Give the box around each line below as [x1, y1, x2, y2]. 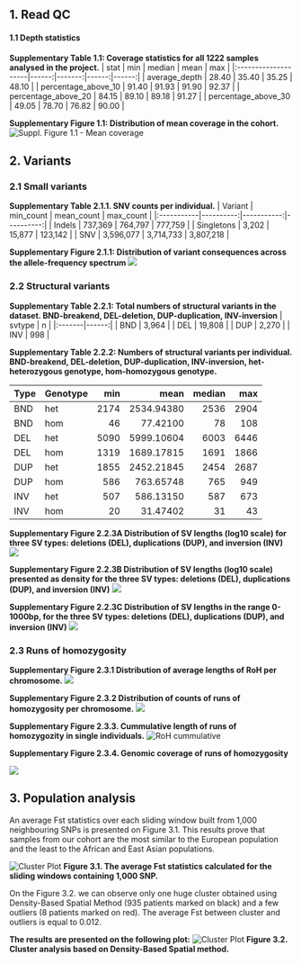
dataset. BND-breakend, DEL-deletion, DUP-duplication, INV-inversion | [9, 310, 283, 320]
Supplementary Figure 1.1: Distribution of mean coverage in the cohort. [9, 117, 279, 129]
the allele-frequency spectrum [9, 257, 127, 268]
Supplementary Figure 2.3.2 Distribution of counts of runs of [9, 692, 241, 703]
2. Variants [9, 153, 72, 168]
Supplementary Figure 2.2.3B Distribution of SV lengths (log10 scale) [9, 563, 274, 574]
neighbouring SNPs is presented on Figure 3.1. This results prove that [9, 823, 265, 835]
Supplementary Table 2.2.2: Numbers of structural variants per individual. [9, 346, 293, 357]
